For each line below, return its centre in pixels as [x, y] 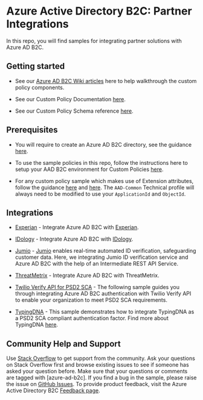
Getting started [36, 66]
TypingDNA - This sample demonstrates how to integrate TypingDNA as [105, 312]
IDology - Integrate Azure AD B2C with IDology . [74, 239]
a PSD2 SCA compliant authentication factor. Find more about [92, 318]
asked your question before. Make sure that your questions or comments [97, 372]
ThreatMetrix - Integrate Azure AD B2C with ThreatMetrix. [87, 275]
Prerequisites [32, 130]
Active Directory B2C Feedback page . [53, 391]
